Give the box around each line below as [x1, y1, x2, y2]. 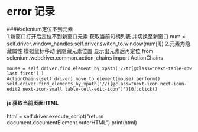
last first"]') [7, 71, 44, 77]
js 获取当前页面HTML [7, 99, 59, 106]
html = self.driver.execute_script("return [7, 113, 104, 120]
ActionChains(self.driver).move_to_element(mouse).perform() [7, 75, 161, 82]
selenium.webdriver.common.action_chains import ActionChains [7, 54, 163, 61]
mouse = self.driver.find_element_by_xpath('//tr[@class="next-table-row [7, 65, 193, 71]
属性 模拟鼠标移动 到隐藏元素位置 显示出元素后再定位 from [11, 47, 154, 54]
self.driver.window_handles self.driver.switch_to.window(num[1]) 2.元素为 [7, 40, 186, 47]
